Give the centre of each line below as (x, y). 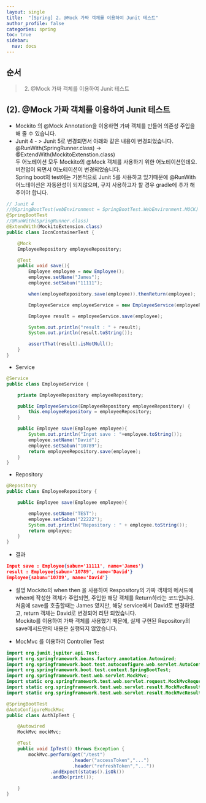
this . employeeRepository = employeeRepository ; (90, 412)
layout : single (26, 12)
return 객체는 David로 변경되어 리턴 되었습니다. (80, 613)
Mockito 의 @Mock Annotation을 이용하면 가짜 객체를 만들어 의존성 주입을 (105, 126)
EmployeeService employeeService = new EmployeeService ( (102, 305)
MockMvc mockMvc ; (40, 732)
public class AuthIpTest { (41, 715)
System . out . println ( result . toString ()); (81, 333)
